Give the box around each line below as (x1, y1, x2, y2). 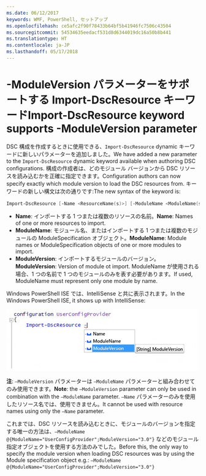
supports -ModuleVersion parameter (6, 122, 197, 136)
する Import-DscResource (28, 93, 161, 107)
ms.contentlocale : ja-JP (6, 42, 70, 48)
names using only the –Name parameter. (6, 407, 105, 415)
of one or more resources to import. (15, 219, 106, 227)
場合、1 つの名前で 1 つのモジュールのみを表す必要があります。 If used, (15, 270, 193, 278)
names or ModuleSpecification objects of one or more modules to (15, 241, 182, 248)
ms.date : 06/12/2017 (6, 10, 59, 16)
